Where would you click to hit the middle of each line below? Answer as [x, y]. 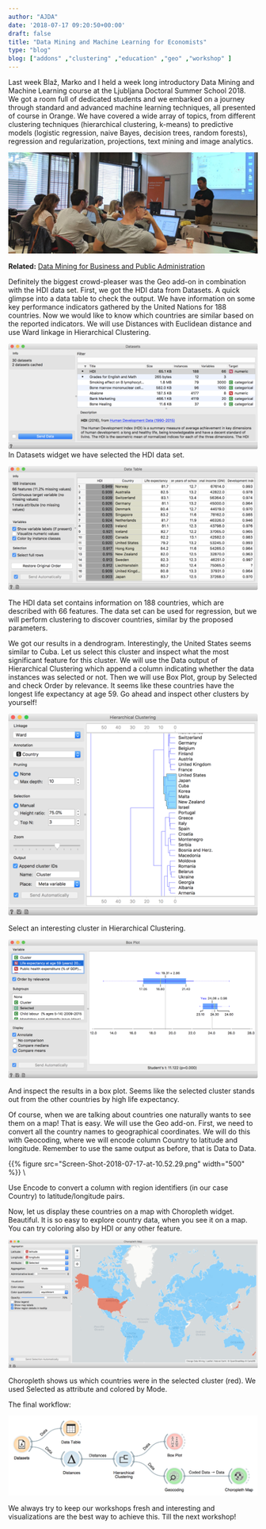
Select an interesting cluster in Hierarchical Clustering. [97, 928]
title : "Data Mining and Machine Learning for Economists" [108, 42]
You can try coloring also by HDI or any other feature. [95, 1228]
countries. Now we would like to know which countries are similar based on [131, 315]
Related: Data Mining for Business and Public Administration [107, 266]
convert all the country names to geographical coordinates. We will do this [129, 1131]
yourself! [23, 702]
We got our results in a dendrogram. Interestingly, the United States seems [130, 643]
